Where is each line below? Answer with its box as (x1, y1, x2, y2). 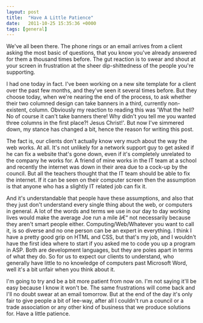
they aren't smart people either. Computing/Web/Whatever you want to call (6, 221, 194, 228)
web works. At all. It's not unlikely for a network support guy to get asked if (6, 144, 194, 151)
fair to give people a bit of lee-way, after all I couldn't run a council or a (6, 297, 184, 305)
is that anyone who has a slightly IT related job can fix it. (6, 183, 147, 190)
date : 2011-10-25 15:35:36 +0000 (6, 20, 97, 26)
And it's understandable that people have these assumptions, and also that (6, 194, 194, 202)
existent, (6, 106, 28, 113)
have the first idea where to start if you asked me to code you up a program (6, 240, 196, 247)
